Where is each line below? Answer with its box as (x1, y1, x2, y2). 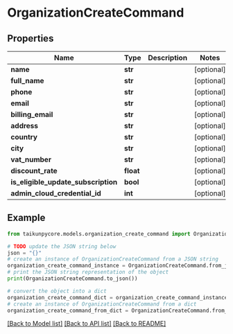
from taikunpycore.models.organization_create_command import (7, 230, 191, 237)
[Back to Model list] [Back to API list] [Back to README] (7, 319, 166, 328)
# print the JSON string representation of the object (7, 269, 169, 276)
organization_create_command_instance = (7, 262, 126, 270)
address (10, 121, 39, 130)
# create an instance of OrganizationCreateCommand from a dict (7, 300, 197, 308)
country (10, 132, 38, 141)
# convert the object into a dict (7, 288, 107, 295)
